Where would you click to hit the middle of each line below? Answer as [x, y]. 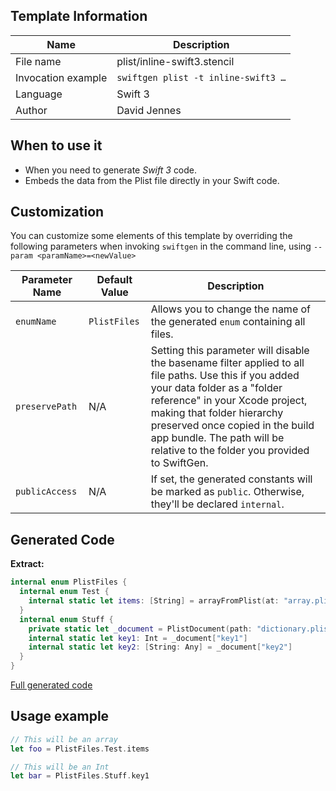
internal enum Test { [64, 592]
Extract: [27, 564]
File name [38, 61]
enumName [36, 322]
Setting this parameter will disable [230, 351]
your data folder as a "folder [216, 388]
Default [114, 280]
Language [39, 94]
